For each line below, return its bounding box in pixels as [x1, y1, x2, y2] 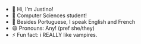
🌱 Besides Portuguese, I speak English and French [11, 18, 136, 25]
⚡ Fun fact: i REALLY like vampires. [11, 32, 98, 38]
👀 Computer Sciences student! [11, 12, 87, 19]
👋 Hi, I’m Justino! [11, 6, 54, 12]
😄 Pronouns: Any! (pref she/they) [11, 24, 95, 32]
